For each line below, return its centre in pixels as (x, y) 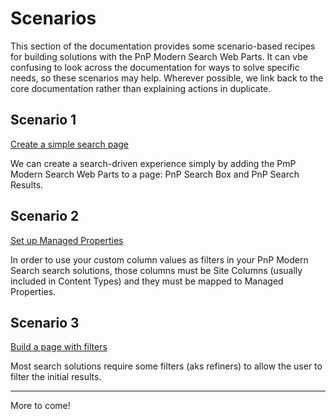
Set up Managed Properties (67, 240)
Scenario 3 (45, 322)
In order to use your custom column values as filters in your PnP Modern (159, 259)
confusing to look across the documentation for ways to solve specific (155, 67)
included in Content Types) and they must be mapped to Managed (147, 281)
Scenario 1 (43, 120)
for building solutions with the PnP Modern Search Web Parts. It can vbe (159, 56)
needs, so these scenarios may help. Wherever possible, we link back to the (167, 78)
